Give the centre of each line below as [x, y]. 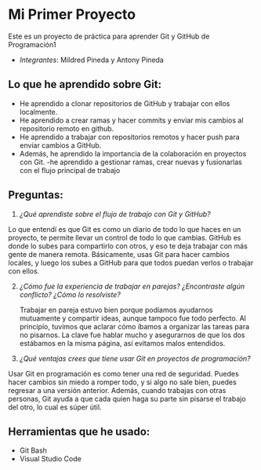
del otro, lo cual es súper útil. [55, 407]
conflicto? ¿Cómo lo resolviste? [70, 294]
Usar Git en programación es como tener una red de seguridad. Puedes [123, 373]
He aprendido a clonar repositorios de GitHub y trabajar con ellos [125, 103]
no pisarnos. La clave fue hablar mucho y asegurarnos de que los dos [132, 335]
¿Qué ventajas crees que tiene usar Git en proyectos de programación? [135, 358]
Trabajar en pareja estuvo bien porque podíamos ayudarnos [116, 310]
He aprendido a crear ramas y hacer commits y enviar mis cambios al [131, 120]
